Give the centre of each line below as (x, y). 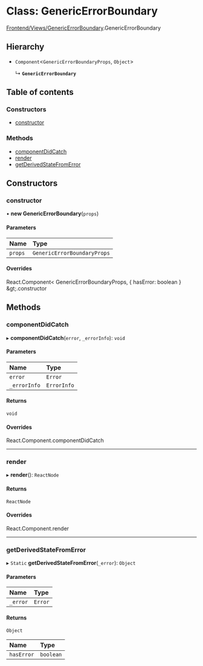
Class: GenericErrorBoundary (82, 11)
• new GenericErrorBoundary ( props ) (53, 214)
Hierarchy (25, 47)
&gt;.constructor (27, 288)
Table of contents (40, 92)
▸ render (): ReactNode (33, 475)
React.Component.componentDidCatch (55, 440)
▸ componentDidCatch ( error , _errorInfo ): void (66, 338)
